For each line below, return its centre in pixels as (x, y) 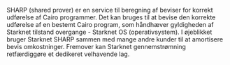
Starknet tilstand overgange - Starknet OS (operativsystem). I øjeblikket (109, 32)
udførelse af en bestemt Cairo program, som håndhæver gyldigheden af (110, 25)
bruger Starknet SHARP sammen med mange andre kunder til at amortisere (115, 39)
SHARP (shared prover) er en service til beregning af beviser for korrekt (110, 10)
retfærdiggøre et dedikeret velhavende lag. (68, 54)
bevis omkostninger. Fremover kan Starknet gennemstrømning (96, 47)
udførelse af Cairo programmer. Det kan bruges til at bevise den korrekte (111, 17)
